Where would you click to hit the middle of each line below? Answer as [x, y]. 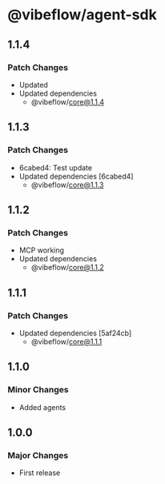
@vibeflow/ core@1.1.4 [68, 101]
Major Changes [38, 455]
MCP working [42, 250]
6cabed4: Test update [56, 167]
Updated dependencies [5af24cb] [75, 333]
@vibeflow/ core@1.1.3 [67, 185]
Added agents [42, 407]
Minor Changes [38, 390]
